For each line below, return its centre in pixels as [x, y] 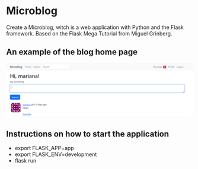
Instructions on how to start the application [88, 134]
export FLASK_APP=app [44, 148]
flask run [25, 161]
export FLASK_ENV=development [56, 154]
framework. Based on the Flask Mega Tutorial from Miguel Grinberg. [89, 33]
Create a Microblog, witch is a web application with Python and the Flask [95, 27]
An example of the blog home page [72, 52]
